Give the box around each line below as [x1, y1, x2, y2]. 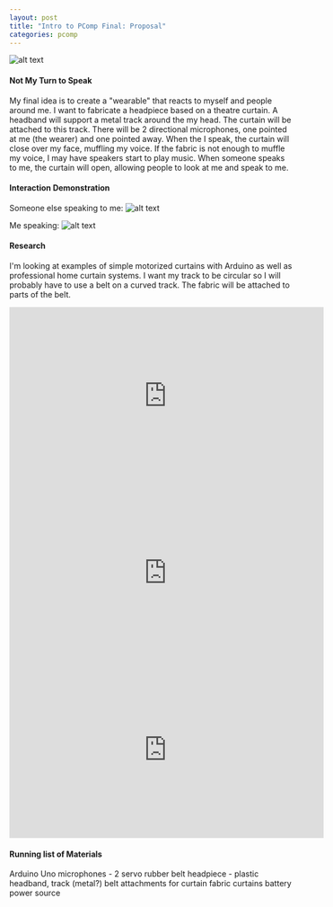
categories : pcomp [9, 30, 78, 39]
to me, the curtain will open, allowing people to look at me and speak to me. [9, 162, 289, 173]
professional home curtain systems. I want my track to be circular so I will [9, 270, 281, 280]
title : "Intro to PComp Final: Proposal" [9, 22, 167, 31]
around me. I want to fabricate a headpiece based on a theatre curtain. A [9, 104, 278, 115]
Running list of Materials [9, 849, 103, 859]
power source [9, 887, 61, 899]
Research [9, 240, 47, 252]
